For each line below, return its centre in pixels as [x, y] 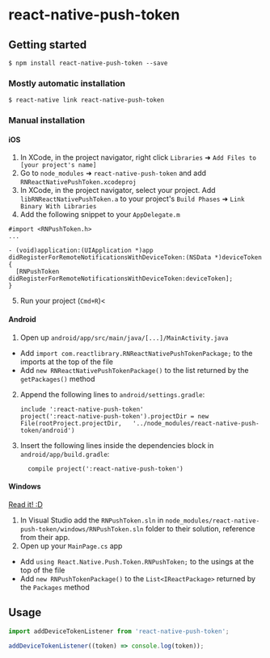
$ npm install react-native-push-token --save [88, 63]
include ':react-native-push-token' [82, 409]
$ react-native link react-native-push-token [86, 100]
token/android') [47, 430]
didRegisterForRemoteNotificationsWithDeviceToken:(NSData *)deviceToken [135, 258]
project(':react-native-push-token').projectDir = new [114, 416]
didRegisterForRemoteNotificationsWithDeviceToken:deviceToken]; [120, 279]
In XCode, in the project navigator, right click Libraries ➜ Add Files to [138, 157]
